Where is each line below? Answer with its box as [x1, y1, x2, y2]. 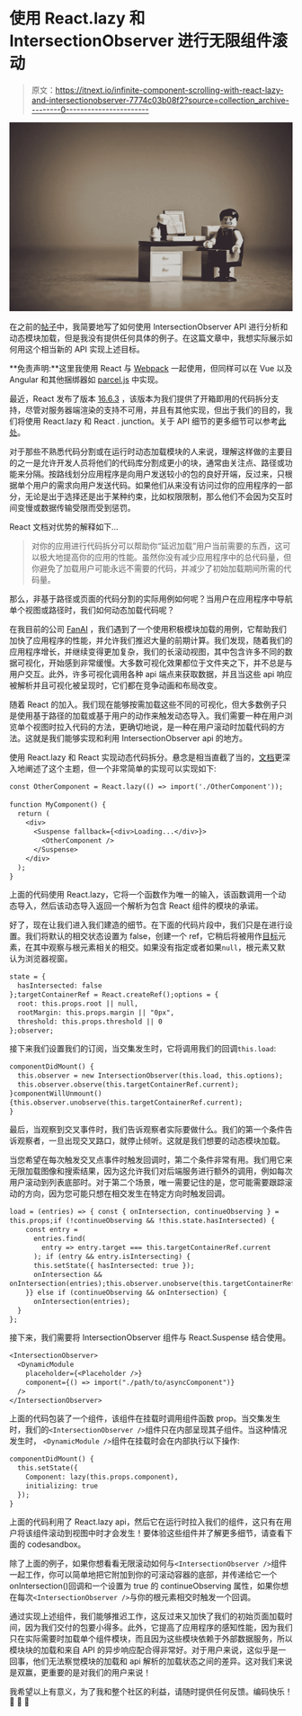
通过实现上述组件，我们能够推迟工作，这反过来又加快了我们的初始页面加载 [9, 1611, 285, 1622]
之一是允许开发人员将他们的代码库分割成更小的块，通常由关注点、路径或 [16, 458, 285, 469]
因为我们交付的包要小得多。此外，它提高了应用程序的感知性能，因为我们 [24, 1622, 293, 1633]
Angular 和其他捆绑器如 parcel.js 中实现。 [9, 374, 164, 385]
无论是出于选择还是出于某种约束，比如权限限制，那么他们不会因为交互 [24, 491, 285, 502]
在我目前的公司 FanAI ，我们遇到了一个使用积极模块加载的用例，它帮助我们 [9, 624, 288, 635]
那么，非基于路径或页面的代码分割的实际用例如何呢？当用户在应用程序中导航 [9, 594, 293, 604]
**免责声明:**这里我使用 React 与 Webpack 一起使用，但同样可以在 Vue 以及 [9, 363, 293, 374]
